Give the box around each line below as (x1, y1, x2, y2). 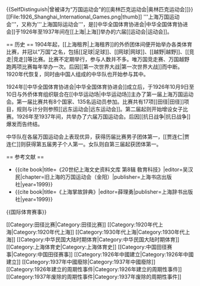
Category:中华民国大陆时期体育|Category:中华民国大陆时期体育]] (20, 236, 180, 243)
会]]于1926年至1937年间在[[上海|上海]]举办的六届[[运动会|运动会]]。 (6, 28, 173, 35)
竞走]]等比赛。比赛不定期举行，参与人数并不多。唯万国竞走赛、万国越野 (13, 56, 190, 63)
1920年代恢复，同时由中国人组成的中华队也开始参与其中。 (6, 71, 149, 77)
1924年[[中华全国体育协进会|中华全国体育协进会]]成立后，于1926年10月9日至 (6, 83, 195, 90)
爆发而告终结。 (6, 120, 43, 128)
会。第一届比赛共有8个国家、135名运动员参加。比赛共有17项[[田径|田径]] (6, 98, 184, 105)
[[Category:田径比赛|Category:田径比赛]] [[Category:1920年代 (6, 221, 158, 228)
